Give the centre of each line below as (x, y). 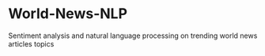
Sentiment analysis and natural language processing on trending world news (133, 35)
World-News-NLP (68, 14)
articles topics (31, 43)
